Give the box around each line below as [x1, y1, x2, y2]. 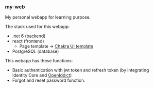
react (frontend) [12, 38, 45, 44]
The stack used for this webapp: [5, 24, 70, 29]
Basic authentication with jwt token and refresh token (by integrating [12, 67, 149, 73]
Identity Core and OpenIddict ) [12, 73, 72, 78]
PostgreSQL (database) [12, 48, 59, 54]
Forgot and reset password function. [12, 77, 86, 83]
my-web [5, 3, 25, 10]
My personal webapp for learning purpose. [5, 15, 91, 20]
